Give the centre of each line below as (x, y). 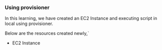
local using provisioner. (29, 23)
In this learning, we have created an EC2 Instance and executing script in (81, 18)
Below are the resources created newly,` (47, 33)
